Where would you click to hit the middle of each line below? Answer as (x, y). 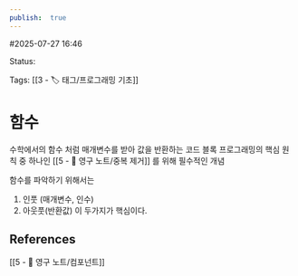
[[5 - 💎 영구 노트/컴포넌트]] (58, 262)
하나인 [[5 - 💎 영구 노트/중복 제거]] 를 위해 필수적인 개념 (127, 160)
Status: (23, 61)
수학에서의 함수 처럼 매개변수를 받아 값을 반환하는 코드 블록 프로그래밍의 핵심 (145, 149)
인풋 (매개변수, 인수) (58, 199)
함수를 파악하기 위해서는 (52, 180)
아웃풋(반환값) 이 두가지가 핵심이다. (85, 210)
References (43, 239)
